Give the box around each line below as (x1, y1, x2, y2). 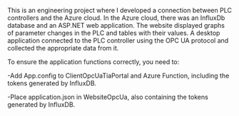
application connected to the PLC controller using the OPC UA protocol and (7, 36, 229, 45)
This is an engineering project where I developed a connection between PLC (7, 6, 232, 14)
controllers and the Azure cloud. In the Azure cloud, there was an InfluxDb (7, 14, 225, 22)
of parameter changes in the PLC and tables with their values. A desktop (7, 28, 220, 37)
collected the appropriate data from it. (7, 44, 119, 52)
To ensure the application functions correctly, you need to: (7, 58, 180, 66)
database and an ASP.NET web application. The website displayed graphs (7, 21, 225, 29)
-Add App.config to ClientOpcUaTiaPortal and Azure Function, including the (7, 71, 230, 80)
